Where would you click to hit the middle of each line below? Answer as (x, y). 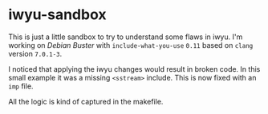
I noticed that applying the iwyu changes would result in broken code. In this (134, 69)
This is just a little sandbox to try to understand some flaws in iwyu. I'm (126, 37)
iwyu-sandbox (57, 15)
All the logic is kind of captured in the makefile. (86, 101)
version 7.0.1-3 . (35, 53)
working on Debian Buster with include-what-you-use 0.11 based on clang (131, 45)
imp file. (21, 86)
